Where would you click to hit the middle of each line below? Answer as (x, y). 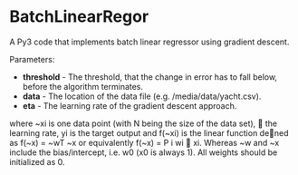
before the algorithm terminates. (82, 86)
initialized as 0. (37, 161)
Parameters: (32, 59)
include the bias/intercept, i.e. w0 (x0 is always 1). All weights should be (144, 152)
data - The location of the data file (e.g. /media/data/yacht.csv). (142, 96)
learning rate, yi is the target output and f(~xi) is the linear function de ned (149, 132)
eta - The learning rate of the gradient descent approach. (130, 105)
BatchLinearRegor (79, 17)
